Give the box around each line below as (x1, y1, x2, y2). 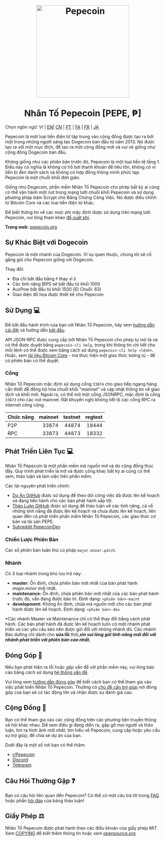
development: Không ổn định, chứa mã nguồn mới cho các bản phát (12, 601, 152, 607)
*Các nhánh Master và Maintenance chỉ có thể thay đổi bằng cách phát (5, 616, 150, 622)
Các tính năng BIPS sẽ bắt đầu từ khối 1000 (12, 281, 100, 287)
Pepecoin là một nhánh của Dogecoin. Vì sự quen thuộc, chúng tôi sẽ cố (5, 251, 152, 257)
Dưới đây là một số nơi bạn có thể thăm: (5, 742, 86, 748)
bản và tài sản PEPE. (12, 518, 54, 524)
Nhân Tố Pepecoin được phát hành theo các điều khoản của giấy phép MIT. (5, 825, 159, 831)
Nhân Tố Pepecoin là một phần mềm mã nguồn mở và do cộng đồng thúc (5, 463, 154, 469)
